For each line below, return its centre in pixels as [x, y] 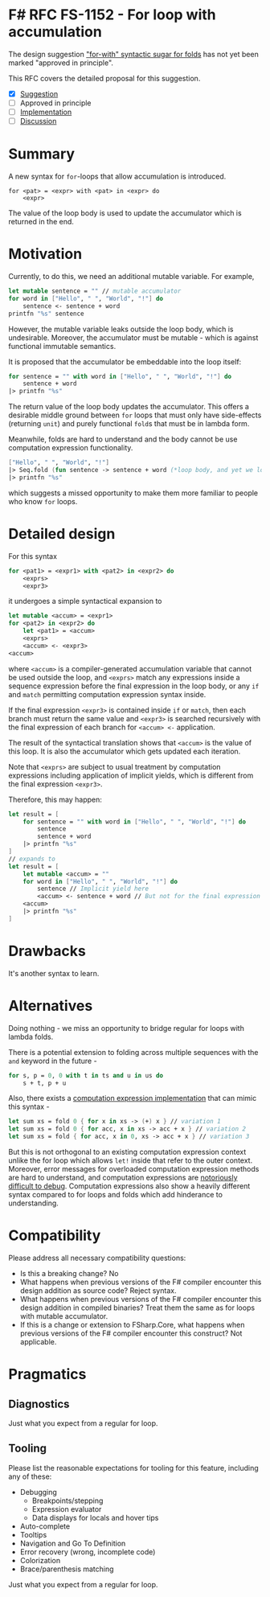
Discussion [38, 121]
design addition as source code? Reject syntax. [98, 1290]
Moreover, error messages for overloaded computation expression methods [134, 1169]
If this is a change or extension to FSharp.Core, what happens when [132, 1324]
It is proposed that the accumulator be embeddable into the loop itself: [125, 361]
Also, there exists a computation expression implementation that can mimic [133, 1098]
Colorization [40, 1560]
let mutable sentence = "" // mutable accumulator [95, 291]
